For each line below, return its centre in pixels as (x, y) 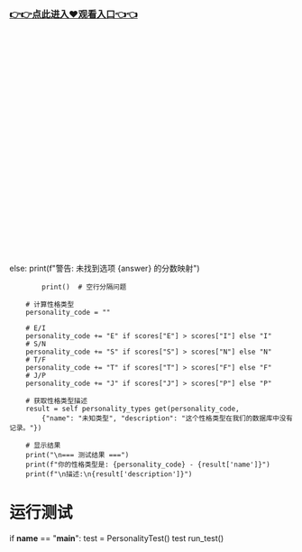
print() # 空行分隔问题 (84, 287)
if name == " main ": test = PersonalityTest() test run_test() (117, 538)
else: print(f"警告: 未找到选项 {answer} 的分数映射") (105, 269)
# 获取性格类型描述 (57, 401)
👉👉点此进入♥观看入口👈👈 (73, 14)
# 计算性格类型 (50, 305)
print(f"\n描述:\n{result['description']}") (109, 474)
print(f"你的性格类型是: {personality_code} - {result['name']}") (148, 465)
